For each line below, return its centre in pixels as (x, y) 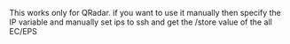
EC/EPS (24, 31)
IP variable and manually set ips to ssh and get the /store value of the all (141, 22)
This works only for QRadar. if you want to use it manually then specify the (145, 13)
